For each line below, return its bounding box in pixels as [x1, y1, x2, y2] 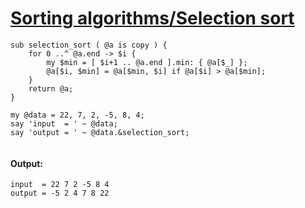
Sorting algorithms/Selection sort [10, 7, 295, 30]
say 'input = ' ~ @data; [10, 118, 118, 129]
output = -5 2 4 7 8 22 [10, 188, 110, 199]
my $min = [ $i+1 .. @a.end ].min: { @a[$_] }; [46, 57, 248, 67]
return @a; [28, 83, 74, 94]
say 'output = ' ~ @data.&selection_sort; [10, 127, 190, 137]
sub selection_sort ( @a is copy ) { [10, 40, 168, 50]
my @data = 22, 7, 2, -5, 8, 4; [10, 110, 145, 120]
